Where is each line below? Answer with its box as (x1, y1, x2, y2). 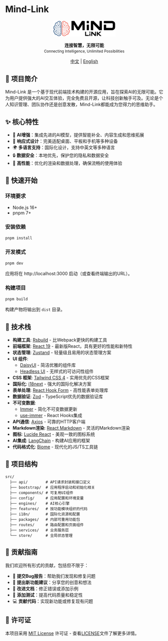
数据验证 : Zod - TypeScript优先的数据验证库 (12, 393, 103, 399)
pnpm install (5, 235, 33, 241)
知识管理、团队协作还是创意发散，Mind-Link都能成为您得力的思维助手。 (9, 102, 158, 108)
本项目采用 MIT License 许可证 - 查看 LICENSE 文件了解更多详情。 (5, 630, 139, 636)
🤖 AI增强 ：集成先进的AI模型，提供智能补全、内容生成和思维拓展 (12, 132, 144, 138)
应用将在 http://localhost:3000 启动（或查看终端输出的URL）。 (5, 271, 133, 277)
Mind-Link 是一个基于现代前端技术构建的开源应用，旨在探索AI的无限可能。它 (5, 89, 163, 95)
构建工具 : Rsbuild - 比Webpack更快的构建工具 (12, 337, 107, 343)
